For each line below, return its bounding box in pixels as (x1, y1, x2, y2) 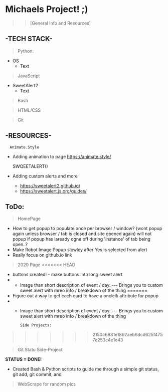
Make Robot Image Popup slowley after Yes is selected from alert (12, 247, 147, 253)
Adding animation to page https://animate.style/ (12, 153, 111, 159)
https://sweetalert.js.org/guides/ (20, 188, 87, 194)
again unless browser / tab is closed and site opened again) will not (12, 231, 152, 237)
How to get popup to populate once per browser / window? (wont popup (12, 226, 162, 232)
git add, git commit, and (12, 371, 62, 377)
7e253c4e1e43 (92, 337, 123, 343)
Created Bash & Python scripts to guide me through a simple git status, (12, 366, 159, 372)
